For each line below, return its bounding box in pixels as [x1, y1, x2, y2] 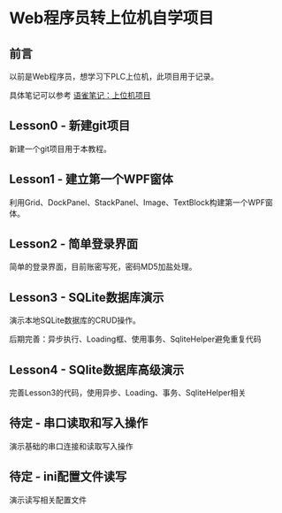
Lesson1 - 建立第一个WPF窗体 [9, 172, 174, 187]
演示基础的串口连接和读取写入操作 [9, 440, 133, 451]
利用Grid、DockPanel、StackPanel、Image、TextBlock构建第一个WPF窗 [9, 196, 273, 208]
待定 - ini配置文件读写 [9, 470, 127, 485]
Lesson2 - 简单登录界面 [9, 236, 139, 252]
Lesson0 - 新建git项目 [9, 119, 131, 134]
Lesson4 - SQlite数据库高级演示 [9, 362, 185, 377]
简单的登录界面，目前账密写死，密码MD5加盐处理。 [9, 262, 197, 272]
